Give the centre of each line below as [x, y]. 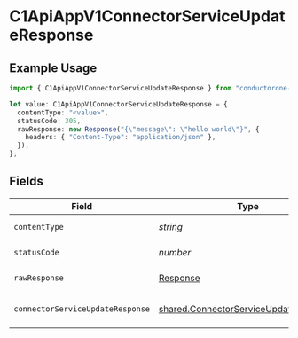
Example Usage [53, 68]
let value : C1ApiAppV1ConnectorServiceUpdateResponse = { [118, 104]
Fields [27, 181]
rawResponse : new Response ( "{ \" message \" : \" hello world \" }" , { [138, 129]
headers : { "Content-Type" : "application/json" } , [121, 138]
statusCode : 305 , [49, 121]
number [175, 252]
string [171, 226]
